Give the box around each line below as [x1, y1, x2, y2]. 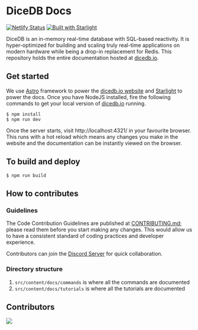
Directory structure [6, 265, 63, 274]
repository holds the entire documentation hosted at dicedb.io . [6, 54, 159, 61]
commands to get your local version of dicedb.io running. [6, 100, 146, 107]
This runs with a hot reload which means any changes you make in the [6, 133, 178, 140]
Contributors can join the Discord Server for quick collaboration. [6, 250, 163, 258]
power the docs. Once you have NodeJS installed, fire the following [6, 93, 171, 100]
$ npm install [6, 111, 41, 117]
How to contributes [6, 188, 79, 198]
